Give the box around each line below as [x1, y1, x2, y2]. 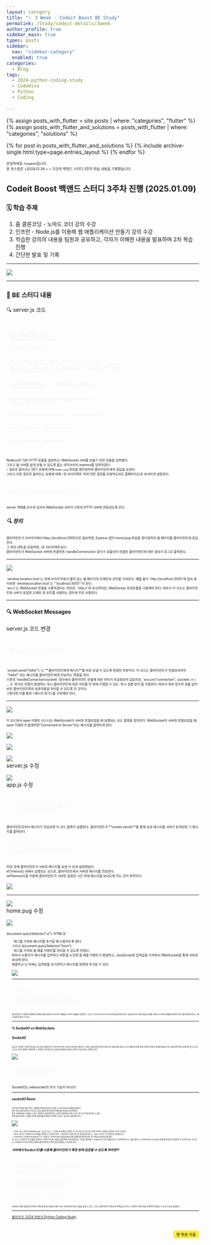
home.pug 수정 [6, 907, 44, 914]
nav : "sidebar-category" [12, 49, 75, 55]
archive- [163, 141, 185, 149]
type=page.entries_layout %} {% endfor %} [35, 148, 146, 156]
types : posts [6, 37, 40, 43]
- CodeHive [12, 83, 40, 89]
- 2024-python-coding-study [12, 77, 84, 83]
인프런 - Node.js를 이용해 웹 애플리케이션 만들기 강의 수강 [15, 228, 153, 236]
